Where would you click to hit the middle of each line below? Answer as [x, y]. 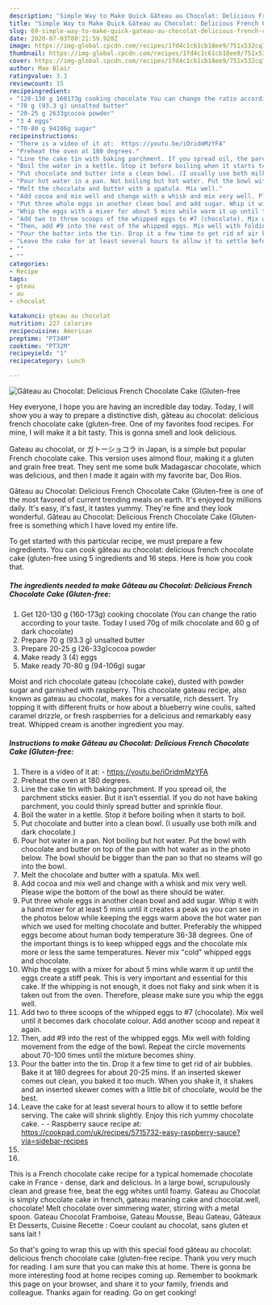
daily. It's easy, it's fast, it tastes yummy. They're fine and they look [121, 508]
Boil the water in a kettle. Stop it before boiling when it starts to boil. [133, 815]
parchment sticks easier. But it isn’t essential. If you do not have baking [139, 798]
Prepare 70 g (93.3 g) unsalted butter [83, 640]
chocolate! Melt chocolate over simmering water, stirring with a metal [124, 1208]
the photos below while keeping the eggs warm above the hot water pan [141, 917]
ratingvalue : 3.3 [38, 76]
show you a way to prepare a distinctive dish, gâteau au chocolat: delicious [134, 415]
